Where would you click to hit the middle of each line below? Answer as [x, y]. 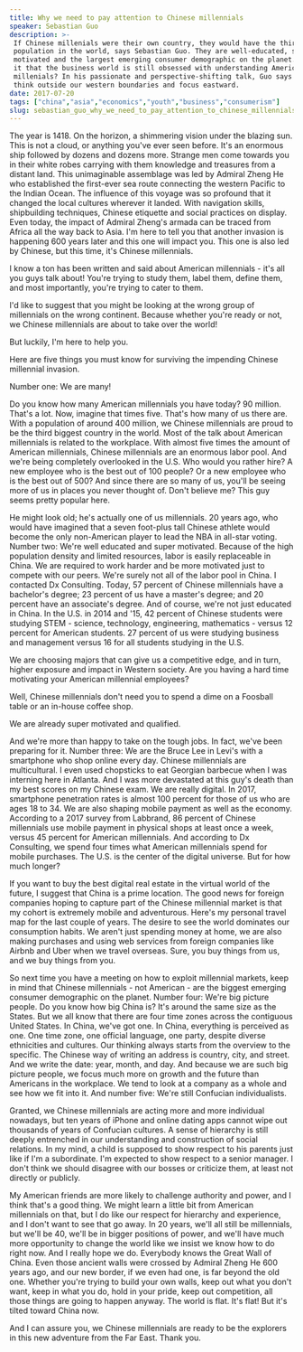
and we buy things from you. [63, 961]
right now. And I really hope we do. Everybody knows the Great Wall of [141, 1253]
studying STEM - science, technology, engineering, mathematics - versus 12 [151, 624]
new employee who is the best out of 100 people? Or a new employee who [148, 472]
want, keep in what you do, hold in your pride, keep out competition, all [141, 1291]
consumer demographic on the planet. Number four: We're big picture [139, 997]
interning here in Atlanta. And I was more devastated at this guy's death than [151, 780]
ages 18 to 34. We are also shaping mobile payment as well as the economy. [151, 809]
